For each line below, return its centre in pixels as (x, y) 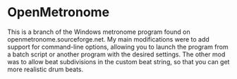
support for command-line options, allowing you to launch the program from (118, 47)
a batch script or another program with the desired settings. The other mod (116, 54)
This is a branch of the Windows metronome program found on (99, 32)
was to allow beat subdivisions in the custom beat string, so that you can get (119, 61)
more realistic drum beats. (45, 69)
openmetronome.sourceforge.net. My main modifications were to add (108, 39)
